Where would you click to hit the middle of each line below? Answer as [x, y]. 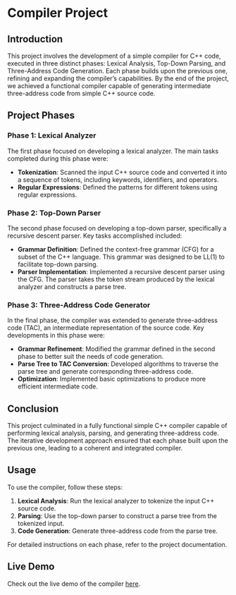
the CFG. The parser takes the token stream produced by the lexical [116, 279]
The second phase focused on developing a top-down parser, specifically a [117, 228]
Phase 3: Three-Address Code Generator [79, 305]
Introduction [35, 39]
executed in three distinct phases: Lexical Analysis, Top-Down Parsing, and [117, 63]
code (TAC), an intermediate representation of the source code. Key [106, 328]
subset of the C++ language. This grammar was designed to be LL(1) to [121, 257]
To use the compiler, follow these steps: [65, 487]
